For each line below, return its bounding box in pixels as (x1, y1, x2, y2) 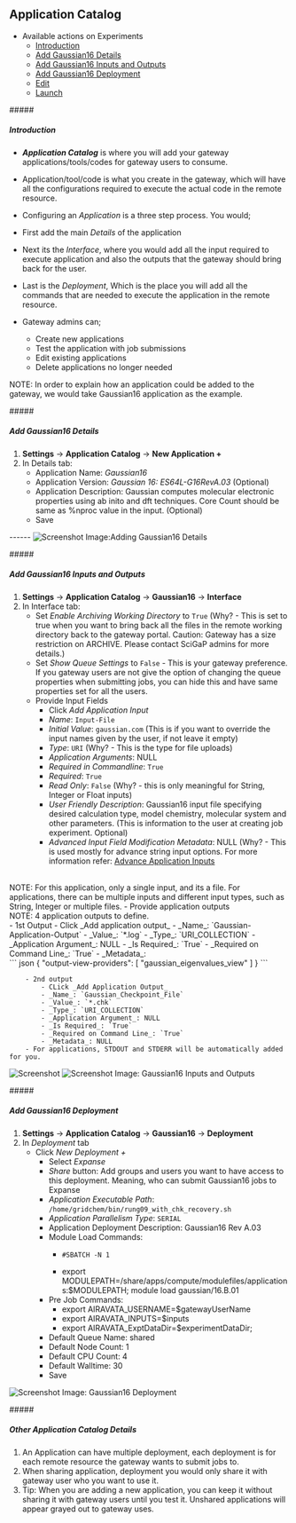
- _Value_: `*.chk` (41, 998, 113, 1006)
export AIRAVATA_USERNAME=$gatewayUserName (61, 1304, 251, 1314)
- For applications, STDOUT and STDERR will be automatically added (25, 1045, 284, 1053)
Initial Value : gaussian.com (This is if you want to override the (48, 723, 271, 734)
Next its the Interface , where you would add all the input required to (21, 244, 269, 255)
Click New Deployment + (35, 1147, 127, 1157)
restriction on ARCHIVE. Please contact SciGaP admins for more (35, 638, 269, 649)
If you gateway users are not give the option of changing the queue (35, 667, 282, 677)
